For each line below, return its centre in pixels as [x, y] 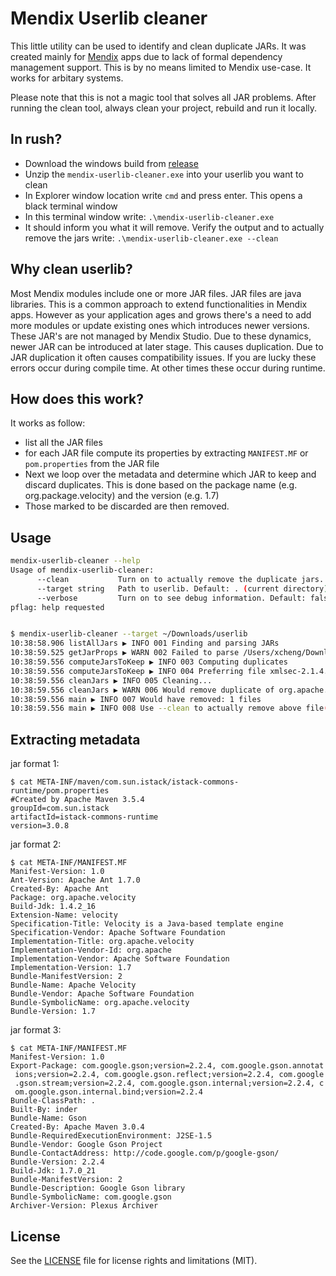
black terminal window [71, 206]
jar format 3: [36, 1030]
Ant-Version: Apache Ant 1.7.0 [75, 880]
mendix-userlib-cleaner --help [75, 561]
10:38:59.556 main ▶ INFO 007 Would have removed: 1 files [136, 699]
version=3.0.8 [40, 826]
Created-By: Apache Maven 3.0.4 [77, 1127]
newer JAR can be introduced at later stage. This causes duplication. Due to [167, 346]
